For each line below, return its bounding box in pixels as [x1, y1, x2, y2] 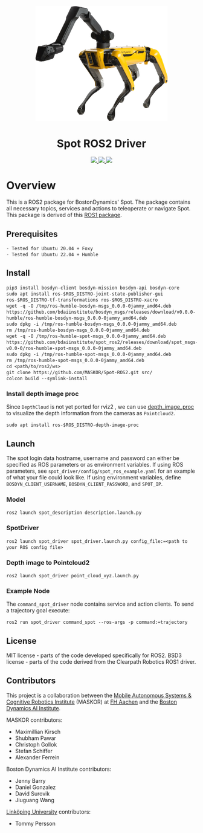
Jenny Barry [14, 777, 46, 784]
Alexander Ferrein [14, 753, 60, 761]
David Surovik [14, 789, 50, 797]
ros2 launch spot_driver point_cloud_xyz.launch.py [6, 572, 139, 579]
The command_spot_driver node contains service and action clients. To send [6, 600, 195, 608]
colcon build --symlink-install [6, 375, 88, 381]
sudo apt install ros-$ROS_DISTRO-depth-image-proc [6, 422, 139, 429]
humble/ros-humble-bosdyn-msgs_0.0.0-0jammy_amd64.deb [6, 315, 147, 321]
